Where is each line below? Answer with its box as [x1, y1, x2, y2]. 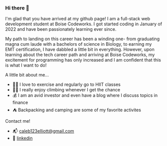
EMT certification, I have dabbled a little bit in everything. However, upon [5, 47, 155, 53]
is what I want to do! [5, 62, 47, 69]
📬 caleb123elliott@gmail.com [12, 128, 74, 134]
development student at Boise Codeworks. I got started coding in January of [5, 21, 163, 27]
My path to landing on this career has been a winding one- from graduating [5, 36, 160, 42]
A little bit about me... [5, 72, 49, 78]
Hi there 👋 [5, 4, 30, 11]
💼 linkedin [12, 135, 33, 141]
